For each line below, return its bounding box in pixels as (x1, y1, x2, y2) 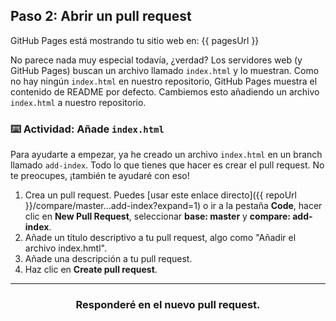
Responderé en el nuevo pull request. (75, 298, 261, 312)
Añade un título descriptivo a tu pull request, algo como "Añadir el (24, 232, 297, 244)
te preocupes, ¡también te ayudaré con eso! (10, 170, 190, 182)
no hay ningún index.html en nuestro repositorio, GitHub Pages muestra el (10, 75, 318, 87)
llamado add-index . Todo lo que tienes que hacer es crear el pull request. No (10, 159, 325, 171)
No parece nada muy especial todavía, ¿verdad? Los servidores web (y (10, 54, 303, 66)
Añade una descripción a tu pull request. (24, 253, 193, 265)
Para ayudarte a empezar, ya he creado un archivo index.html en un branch (10, 149, 323, 161)
